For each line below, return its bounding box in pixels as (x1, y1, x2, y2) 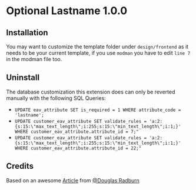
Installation (6, 28, 48, 38)
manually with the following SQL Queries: (6, 94, 106, 101)
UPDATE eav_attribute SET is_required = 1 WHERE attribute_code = (14, 107, 181, 113)
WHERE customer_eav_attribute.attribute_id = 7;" (14, 128, 139, 135)
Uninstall (6, 72, 40, 83)
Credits (6, 161, 34, 171)
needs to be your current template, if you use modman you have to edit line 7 (6, 49, 191, 56)
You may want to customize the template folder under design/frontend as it (6, 43, 189, 50)
